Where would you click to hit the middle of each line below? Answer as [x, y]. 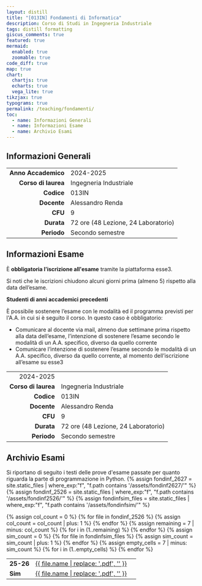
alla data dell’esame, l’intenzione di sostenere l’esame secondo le [97, 336]
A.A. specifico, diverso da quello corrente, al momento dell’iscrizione [102, 355]
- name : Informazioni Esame [48, 126]
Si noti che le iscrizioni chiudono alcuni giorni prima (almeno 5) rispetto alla [101, 281]
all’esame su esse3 [39, 362]
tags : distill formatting [39, 29]
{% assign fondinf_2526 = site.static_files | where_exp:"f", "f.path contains [100, 492]
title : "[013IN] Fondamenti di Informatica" [64, 18]
